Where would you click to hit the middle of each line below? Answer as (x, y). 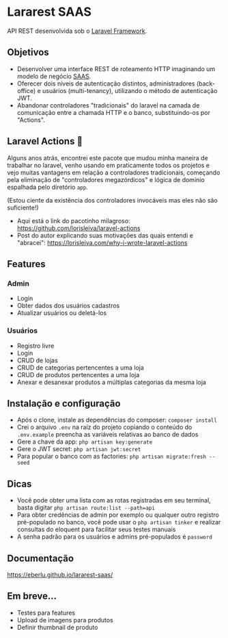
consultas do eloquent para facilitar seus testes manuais (96, 529)
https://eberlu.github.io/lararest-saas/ (60, 574)
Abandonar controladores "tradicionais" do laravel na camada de (108, 105)
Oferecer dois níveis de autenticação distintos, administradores (106, 84)
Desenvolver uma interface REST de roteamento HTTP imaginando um (116, 68)
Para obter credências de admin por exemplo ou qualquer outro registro (118, 515)
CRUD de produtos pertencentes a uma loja (78, 374)
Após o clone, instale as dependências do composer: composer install (117, 420)
